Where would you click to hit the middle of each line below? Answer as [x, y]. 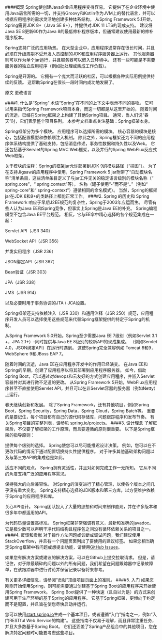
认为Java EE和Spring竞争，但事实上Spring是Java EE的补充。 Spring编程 [85, 208]
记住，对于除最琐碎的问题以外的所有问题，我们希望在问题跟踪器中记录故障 [79, 563]
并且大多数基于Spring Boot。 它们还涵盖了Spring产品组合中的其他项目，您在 [81, 626]
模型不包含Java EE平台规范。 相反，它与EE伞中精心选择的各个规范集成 [75, 214]
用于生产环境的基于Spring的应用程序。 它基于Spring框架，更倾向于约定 [84, 598]
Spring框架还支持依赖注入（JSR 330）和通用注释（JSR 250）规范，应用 [77, 313]
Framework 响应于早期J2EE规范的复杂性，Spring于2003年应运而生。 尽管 [79, 202]
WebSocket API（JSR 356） [33, 241]
